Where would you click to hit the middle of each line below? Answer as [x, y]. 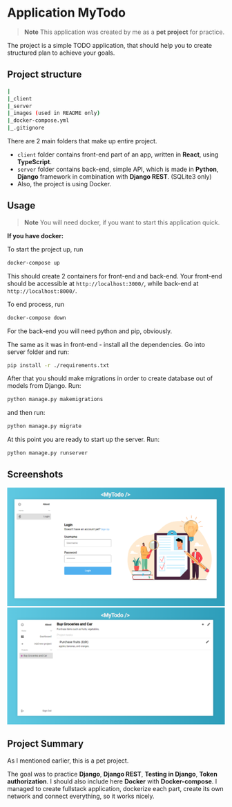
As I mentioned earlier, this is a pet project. [68, 761]
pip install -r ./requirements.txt [58, 365]
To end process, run [36, 304]
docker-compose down [37, 318]
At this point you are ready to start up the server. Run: [84, 440]
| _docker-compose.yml [38, 121]
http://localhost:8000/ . [42, 291]
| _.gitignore [26, 128]
